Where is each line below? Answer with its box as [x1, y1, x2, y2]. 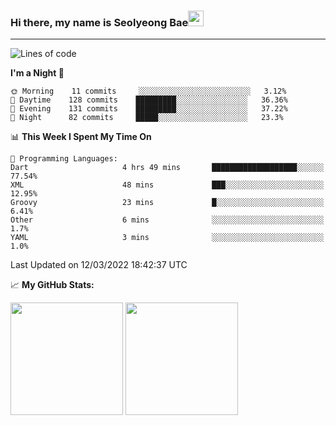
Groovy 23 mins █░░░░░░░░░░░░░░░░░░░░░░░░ [10, 198, 325, 208]
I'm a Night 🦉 [10, 67, 65, 79]
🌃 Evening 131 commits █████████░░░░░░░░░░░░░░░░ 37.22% [10, 104, 288, 114]
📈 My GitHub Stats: [10, 279, 95, 291]
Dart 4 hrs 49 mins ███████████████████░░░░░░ [10, 163, 325, 173]
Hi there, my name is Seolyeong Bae [10, 15, 189, 29]
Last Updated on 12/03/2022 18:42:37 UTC [10, 259, 188, 271]
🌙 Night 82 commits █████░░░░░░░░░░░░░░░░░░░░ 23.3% [10, 113, 284, 123]
